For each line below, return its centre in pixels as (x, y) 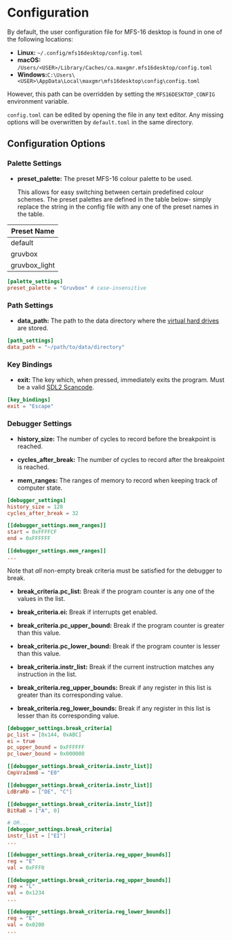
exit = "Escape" (30, 406)
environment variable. (38, 101)
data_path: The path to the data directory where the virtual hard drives (118, 320)
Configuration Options (56, 144)
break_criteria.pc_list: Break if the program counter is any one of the (116, 591)
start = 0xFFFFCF (32, 532)
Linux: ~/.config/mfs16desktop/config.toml (80, 52)
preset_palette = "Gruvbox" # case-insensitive (77, 288)
